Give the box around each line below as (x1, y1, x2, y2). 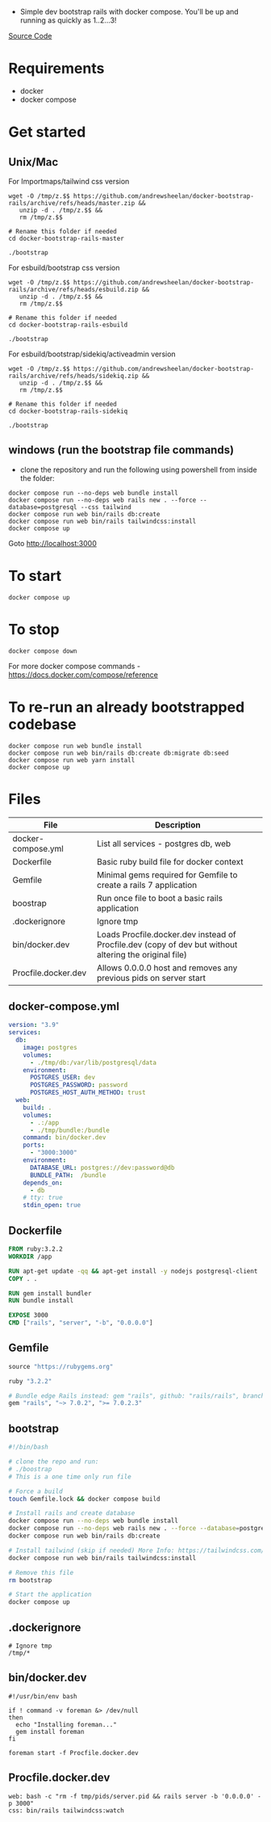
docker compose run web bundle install (8, 742, 143, 750)
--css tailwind (80, 503, 131, 511)
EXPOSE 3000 (8, 1311, 48, 1319)
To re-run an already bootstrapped (8, 698, 245, 716)
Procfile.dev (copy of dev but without (96, 939, 238, 950)
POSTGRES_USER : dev (29, 1074, 95, 1082)
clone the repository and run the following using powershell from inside (19, 465, 257, 474)
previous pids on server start (96, 972, 206, 983)
